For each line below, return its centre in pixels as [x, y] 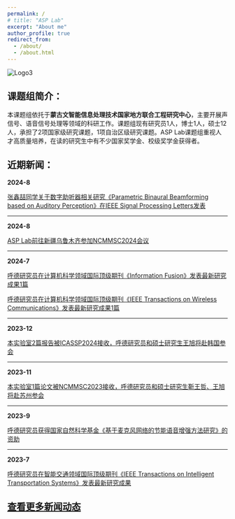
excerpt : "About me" [37, 27]
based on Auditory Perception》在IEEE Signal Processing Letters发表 [107, 205]
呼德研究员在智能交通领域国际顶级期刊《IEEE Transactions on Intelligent [111, 474]
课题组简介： [35, 96]
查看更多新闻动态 [44, 507]
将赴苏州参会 [26, 395]
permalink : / [26, 14]
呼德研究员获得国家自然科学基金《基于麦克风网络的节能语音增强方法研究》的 [117, 430]
